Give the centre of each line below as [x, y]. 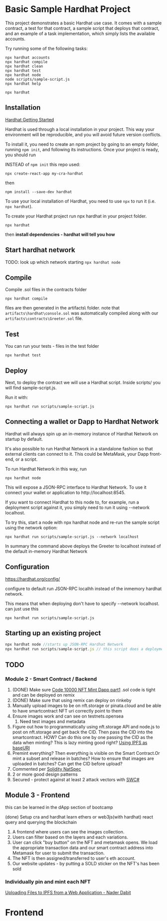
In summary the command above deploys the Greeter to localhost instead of [83, 546]
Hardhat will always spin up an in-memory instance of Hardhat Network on [82, 433]
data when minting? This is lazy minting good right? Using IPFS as [80, 742]
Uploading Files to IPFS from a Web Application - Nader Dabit [68, 892]
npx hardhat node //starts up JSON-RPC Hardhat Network [64, 645]
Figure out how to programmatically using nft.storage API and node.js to [86, 726]
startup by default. [24, 439]
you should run [21, 155]
